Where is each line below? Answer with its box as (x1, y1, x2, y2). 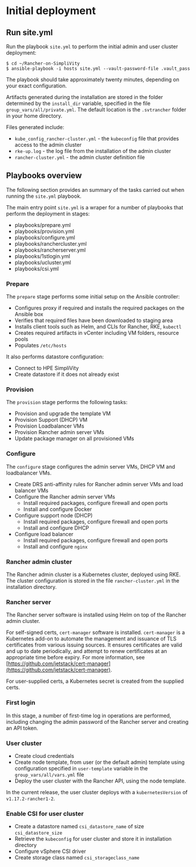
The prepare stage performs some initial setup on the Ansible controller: (6, 293, 180, 300)
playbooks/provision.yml (14, 228, 75, 235)
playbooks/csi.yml (14, 265, 59, 272)
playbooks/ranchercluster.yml (14, 240, 87, 247)
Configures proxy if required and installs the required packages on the (14, 304, 185, 311)
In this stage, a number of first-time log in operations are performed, (6, 712, 171, 719)
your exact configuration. (6, 82, 67, 89)
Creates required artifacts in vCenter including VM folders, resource (14, 330, 179, 337)
